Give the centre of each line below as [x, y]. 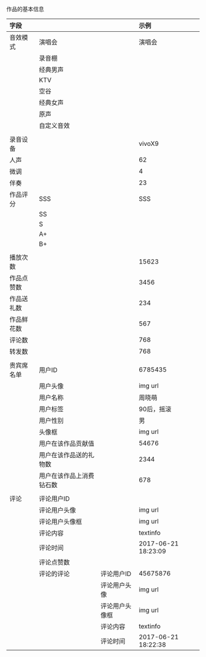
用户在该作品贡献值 [67, 443]
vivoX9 [149, 144]
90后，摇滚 [155, 409]
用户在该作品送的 [64, 455]
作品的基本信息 [25, 9]
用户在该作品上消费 [67, 476]
